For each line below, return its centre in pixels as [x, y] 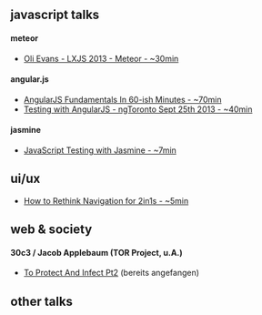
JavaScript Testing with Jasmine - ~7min [100, 150]
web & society [51, 230]
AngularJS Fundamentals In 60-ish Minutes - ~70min [122, 99]
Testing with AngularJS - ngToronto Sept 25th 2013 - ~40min [138, 109]
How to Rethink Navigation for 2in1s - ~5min [106, 200]
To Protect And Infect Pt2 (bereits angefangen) [111, 273]
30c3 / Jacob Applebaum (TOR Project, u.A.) [96, 252]
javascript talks [55, 15]
